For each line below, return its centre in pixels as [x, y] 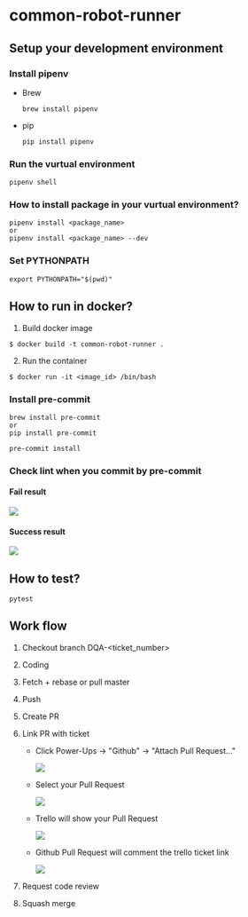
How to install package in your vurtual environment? [124, 205]
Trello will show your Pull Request [97, 818]
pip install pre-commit [53, 433]
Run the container [54, 360]
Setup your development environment [116, 48]
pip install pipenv [58, 142]
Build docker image [57, 328]
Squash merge [49, 903]
